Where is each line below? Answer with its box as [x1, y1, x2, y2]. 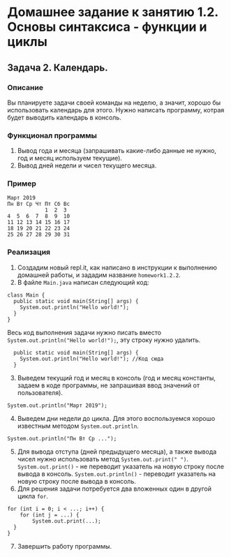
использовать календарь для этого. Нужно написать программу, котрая [7, 105, 225, 114]
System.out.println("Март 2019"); [7, 402, 108, 409]
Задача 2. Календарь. [7, 61, 108, 73]
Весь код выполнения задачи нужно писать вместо [7, 328, 162, 336]
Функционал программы [7, 131, 98, 140]
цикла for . [17, 491, 49, 500]
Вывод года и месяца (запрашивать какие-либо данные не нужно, [17, 147, 216, 155]
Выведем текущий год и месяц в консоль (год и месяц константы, [17, 373, 216, 382]
